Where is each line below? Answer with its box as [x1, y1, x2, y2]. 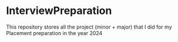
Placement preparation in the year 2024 [6, 29, 103, 36]
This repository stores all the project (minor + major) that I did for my [6, 23, 172, 30]
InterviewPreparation [6, 4, 112, 17]
